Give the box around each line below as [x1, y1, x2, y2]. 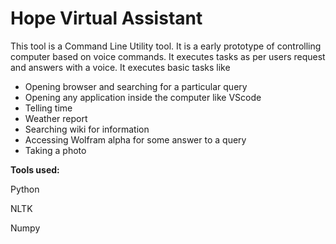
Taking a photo [24, 144, 87, 156]
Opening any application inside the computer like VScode [24, 91, 262, 103]
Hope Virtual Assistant [10, 7, 203, 30]
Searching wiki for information [24, 123, 150, 135]
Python [10, 183, 40, 195]
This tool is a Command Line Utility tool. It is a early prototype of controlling [10, 40, 322, 52]
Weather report [24, 112, 88, 124]
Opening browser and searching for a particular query [24, 80, 248, 92]
